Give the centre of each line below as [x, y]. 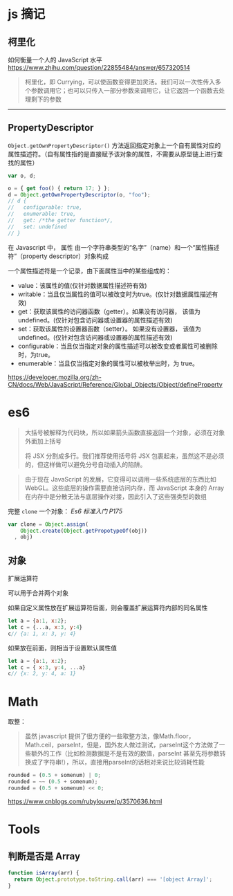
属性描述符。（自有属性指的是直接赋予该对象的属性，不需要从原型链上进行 [112, 154]
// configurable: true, [45, 208]
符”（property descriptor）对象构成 [58, 256]
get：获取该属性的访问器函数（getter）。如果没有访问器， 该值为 [109, 311]
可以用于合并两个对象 [38, 593]
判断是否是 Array [44, 856]
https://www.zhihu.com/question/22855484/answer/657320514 [99, 67]
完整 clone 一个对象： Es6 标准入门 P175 [65, 511]
